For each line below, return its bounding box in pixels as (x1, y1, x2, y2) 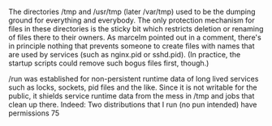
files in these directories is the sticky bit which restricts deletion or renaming (8, 24, 264, 33)
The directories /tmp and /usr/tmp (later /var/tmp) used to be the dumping (8, 7, 256, 16)
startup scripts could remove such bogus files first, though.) (8, 58, 209, 68)
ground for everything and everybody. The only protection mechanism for (8, 15, 256, 25)
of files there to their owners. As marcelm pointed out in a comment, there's (8, 32, 261, 42)
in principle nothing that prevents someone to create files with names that (8, 41, 255, 51)
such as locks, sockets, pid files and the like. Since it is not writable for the (8, 82, 257, 92)
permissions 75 (8, 108, 60, 118)
